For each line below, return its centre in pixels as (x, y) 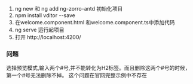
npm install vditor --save (45, 15)
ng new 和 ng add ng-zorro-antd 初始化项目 (69, 9)
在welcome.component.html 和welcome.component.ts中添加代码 (95, 22)
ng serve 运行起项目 (39, 30)
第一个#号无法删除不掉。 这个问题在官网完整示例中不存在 (77, 75)
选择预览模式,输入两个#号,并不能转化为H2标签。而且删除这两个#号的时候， (98, 68)
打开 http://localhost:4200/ (48, 37)
